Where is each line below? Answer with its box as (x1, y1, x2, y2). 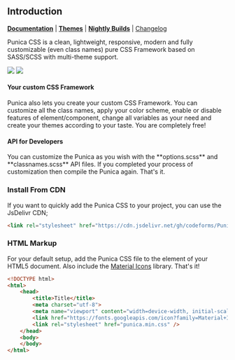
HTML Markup (7, 238, 57, 248)
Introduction (7, 6, 63, 18)
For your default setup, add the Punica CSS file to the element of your (7, 254, 208, 263)
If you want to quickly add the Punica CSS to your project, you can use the (7, 201, 222, 209)
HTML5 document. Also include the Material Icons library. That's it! (7, 262, 200, 270)
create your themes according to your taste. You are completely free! (7, 121, 206, 130)
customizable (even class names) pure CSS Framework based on (7, 45, 195, 53)
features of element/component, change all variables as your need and (7, 113, 212, 122)
